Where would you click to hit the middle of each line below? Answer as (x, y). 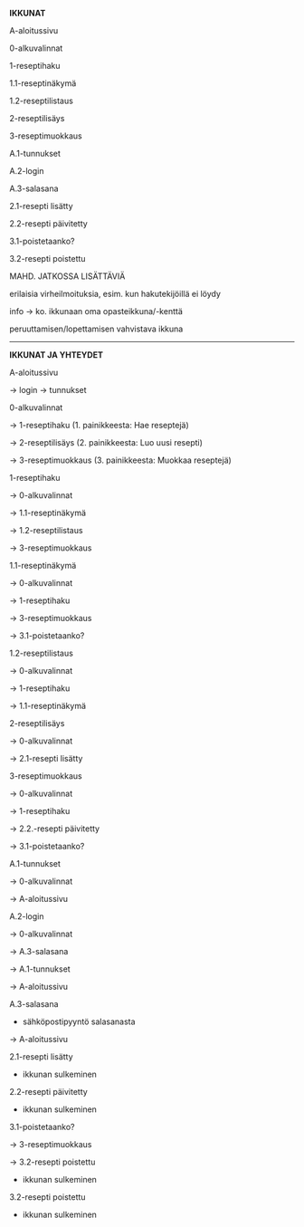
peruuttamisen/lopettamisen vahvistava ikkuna (96, 329)
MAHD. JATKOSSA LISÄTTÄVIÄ (67, 276)
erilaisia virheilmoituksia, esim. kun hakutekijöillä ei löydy (115, 294)
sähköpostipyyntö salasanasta (79, 1021)
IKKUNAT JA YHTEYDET (57, 355)
